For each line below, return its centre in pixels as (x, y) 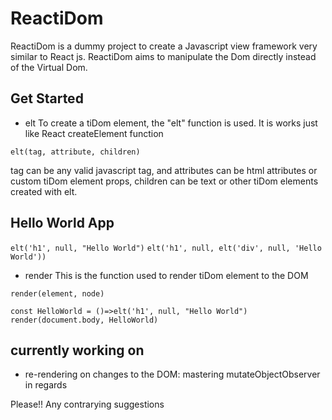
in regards (46, 385)
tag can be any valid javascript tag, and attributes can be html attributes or (164, 170)
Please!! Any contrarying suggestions (87, 404)
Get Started (47, 98)
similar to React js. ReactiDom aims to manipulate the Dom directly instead (163, 56)
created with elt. (44, 191)
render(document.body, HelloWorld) (84, 320)
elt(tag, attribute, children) (75, 152)
